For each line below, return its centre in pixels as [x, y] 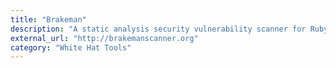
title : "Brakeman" [48, 19]
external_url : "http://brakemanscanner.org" [104, 38]
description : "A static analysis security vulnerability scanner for [158, 29]
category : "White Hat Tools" [71, 47]
